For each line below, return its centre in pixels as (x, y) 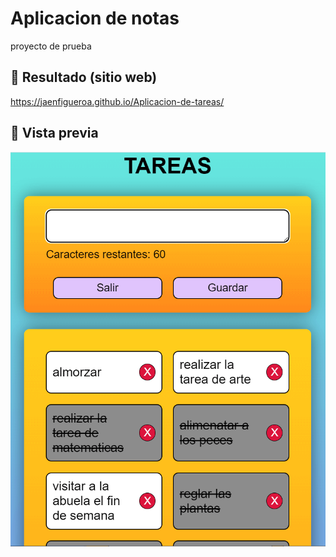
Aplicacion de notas (95, 18)
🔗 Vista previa (54, 133)
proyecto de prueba (51, 46)
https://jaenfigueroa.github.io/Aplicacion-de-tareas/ (117, 101)
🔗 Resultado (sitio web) (84, 77)
